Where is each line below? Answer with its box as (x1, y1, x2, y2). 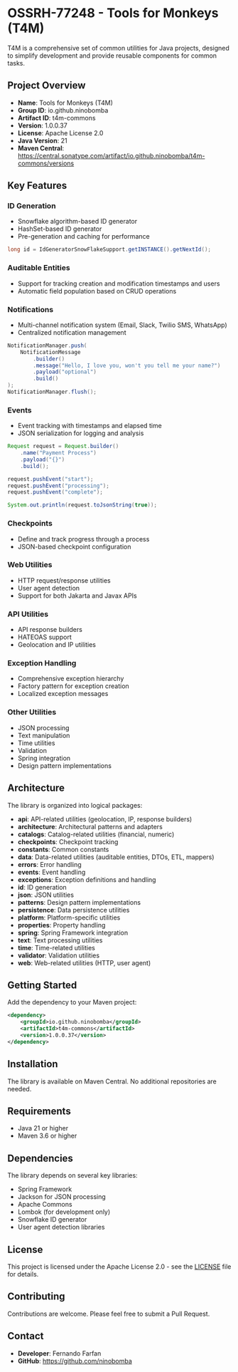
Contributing (7, 1291, 65, 1303)
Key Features (7, 180, 67, 192)
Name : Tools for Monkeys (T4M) (17, 98, 114, 107)
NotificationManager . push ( (7, 342, 87, 349)
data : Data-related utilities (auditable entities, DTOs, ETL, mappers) (17, 853, 215, 861)
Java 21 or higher (17, 1124, 69, 1133)
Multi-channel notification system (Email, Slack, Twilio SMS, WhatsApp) (17, 321, 227, 329)
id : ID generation (17, 883, 67, 891)
